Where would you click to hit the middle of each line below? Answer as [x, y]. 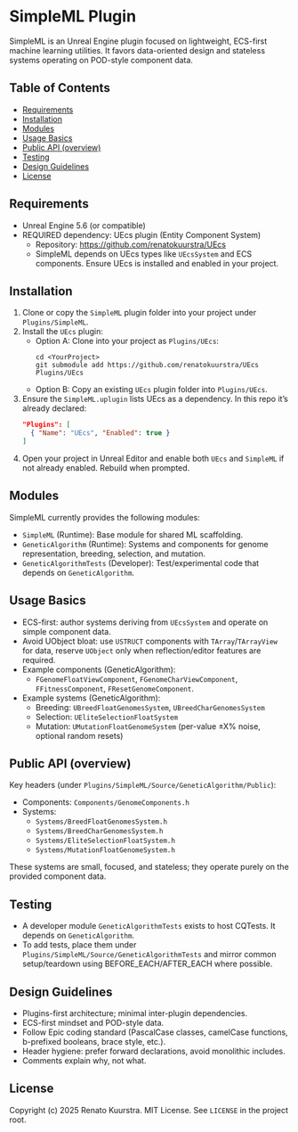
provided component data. [58, 876]
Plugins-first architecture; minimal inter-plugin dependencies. [134, 1013]
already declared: [54, 408]
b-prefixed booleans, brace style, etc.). [94, 1042]
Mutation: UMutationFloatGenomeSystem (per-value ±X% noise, [148, 726]
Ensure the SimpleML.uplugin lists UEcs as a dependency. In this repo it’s [155, 399]
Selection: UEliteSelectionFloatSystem [107, 717]
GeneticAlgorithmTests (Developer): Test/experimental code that [141, 562]
